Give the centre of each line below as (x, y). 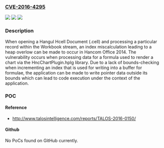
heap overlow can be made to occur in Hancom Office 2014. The (71, 52)
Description (19, 31)
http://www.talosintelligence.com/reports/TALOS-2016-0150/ (74, 118)
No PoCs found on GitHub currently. (42, 140)
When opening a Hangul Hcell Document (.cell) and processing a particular (81, 41)
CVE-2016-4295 (25, 7)
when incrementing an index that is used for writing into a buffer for (74, 68)
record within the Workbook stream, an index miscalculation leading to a (78, 47)
